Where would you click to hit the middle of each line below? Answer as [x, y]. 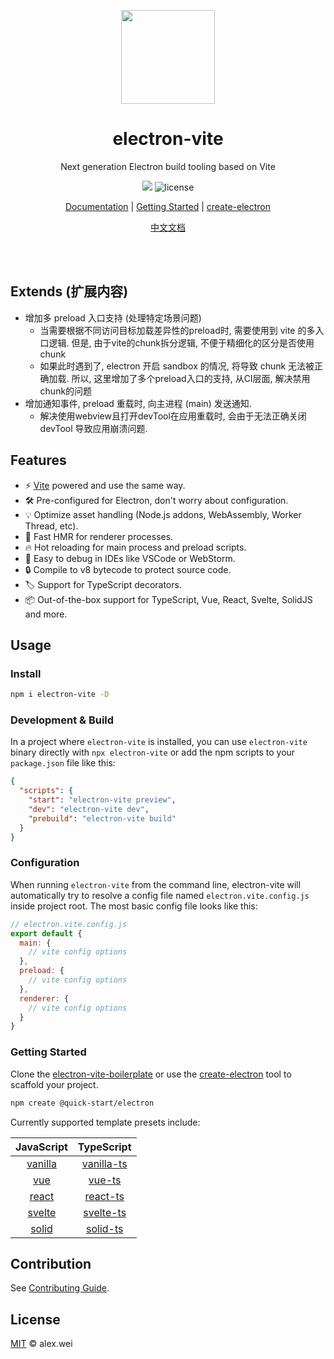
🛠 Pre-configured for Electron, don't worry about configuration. [156, 500]
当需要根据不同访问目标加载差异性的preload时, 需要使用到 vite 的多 [177, 330]
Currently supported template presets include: [105, 1122]
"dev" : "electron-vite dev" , [89, 810]
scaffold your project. [54, 1084]
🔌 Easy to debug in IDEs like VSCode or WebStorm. [130, 558]
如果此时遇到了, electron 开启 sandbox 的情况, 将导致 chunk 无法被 [177, 366]
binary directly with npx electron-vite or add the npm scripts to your [153, 752]
